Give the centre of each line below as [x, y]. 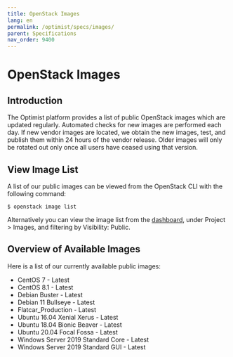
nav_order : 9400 [31, 40]
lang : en [20, 20]
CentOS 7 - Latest [44, 280]
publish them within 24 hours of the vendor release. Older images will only [115, 140]
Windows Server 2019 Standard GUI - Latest [81, 347]
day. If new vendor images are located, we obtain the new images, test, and [116, 132]
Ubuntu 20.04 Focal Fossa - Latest [67, 332]
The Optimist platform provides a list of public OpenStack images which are [116, 117]
